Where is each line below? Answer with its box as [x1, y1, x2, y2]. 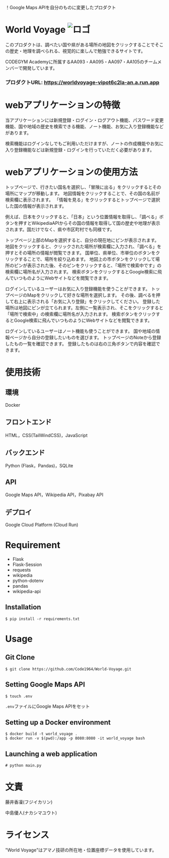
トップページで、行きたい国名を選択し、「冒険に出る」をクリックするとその [5, 184, 161, 190]
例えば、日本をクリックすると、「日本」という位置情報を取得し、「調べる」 [5, 214, 159, 220]
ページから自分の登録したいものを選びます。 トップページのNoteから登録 [9, 334, 161, 340]
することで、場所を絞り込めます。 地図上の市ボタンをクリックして [18, 256, 156, 262]
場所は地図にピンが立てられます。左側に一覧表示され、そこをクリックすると [5, 305, 163, 311]
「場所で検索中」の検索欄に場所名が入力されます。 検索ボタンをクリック [5, 311, 156, 317]
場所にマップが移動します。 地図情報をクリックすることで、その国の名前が [5, 190, 160, 196]
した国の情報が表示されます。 [5, 203, 67, 209]
